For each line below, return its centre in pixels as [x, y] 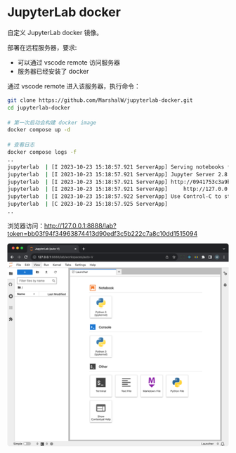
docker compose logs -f [42, 152]
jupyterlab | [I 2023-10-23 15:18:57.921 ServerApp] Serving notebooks [116, 167]
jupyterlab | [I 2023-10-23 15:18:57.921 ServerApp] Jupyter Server [111, 174]
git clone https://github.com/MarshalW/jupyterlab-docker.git [100, 100]
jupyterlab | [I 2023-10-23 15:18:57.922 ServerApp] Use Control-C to [114, 197]
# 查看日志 [21, 145]
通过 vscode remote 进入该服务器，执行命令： [74, 86]
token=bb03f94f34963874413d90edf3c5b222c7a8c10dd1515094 [103, 233]
